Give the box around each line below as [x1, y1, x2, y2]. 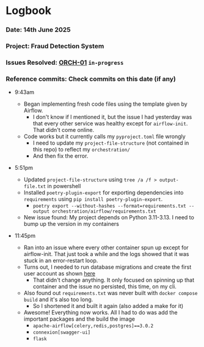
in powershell [47, 183, 81, 190]
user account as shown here [23, 270, 96, 277]
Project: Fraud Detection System [5, 42, 104, 51]
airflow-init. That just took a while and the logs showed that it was [23, 250, 189, 258]
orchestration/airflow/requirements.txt [52, 208, 156, 214]
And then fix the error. [32, 152, 89, 159]
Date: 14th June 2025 [5, 26, 71, 34]
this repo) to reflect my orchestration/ [32, 146, 131, 153]
